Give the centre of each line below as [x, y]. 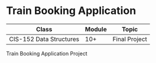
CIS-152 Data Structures [44, 39]
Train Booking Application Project [47, 53]
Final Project [130, 39]
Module [96, 29]
